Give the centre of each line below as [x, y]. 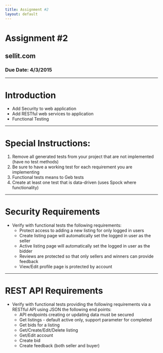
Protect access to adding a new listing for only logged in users [82, 230]
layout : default [21, 14]
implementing [26, 172]
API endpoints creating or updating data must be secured [77, 315]
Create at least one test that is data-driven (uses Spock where [74, 182]
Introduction [31, 95]
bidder [26, 251]
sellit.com [20, 56]
